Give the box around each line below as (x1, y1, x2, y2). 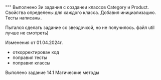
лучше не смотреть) (5, 30, 49, 35)
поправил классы (12, 60, 51, 65)
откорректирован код (12, 49, 59, 55)
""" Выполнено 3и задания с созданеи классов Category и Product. (5, 4, 149, 10)
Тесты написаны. (5, 15, 42, 20)
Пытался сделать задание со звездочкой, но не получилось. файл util (5, 24, 154, 30)
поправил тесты (12, 54, 47, 60)
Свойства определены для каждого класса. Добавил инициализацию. (5, 9, 156, 15)
